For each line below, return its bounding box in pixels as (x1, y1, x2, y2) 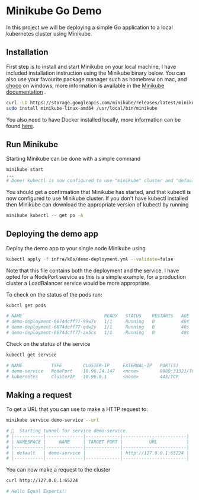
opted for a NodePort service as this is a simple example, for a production (6, 273, 187, 280)
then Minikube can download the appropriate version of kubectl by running (6, 200, 189, 208)
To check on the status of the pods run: (6, 291, 102, 298)
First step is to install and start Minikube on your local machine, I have (6, 63, 176, 70)
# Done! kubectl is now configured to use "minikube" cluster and (6, 178, 174, 184)
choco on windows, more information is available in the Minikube (6, 82, 165, 89)
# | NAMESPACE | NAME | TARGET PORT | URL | (6, 439, 190, 445)
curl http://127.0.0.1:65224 (6, 477, 78, 484)
